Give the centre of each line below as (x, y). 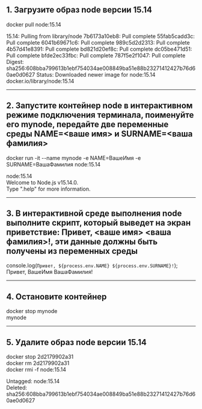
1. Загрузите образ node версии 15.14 (79, 10)
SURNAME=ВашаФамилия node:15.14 (54, 164)
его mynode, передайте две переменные (87, 125)
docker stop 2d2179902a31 (40, 357)
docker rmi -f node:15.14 (36, 370)
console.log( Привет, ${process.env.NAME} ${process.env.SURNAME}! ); (92, 265)
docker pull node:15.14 (34, 24)
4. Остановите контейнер (57, 296)
